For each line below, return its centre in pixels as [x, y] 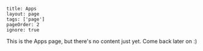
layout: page [23, 14]
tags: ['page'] [26, 19]
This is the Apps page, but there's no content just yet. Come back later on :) [102, 41]
